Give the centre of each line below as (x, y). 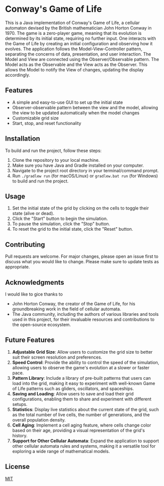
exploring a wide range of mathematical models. (61, 451)
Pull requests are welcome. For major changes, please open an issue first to (82, 256)
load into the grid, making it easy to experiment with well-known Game (84, 383)
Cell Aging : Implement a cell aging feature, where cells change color (82, 425)
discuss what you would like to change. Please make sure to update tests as (82, 262)
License (17, 467)
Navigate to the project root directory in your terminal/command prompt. (85, 170)
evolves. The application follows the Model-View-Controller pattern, (74, 49)
